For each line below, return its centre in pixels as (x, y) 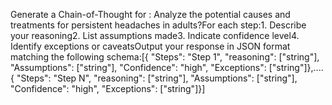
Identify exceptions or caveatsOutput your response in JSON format (150, 46)
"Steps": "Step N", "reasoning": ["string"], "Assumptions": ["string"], (157, 78)
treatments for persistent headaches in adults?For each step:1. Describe (158, 25)
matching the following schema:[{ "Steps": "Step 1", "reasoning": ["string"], (165, 57)
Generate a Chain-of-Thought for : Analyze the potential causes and (150, 14)
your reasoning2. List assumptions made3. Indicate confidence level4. (155, 35)
